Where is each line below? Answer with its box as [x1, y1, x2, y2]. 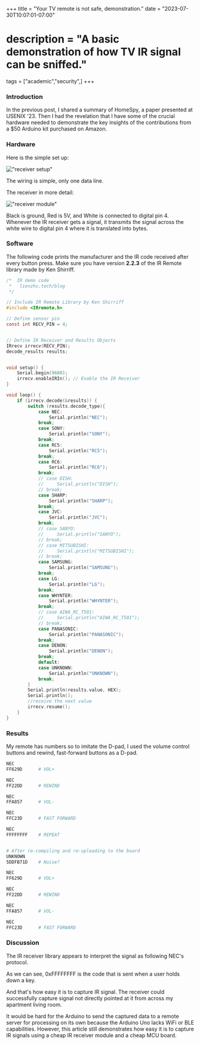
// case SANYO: [38, 526, 76, 532]
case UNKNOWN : [38, 665, 73, 671]
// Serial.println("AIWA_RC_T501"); [38, 615, 140, 621]
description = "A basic [6, 32, 119, 46]
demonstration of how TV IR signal [6, 45, 181, 59]
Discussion [6, 938, 40, 947]
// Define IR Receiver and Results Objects [6, 337, 116, 343]
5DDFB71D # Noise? [6, 859, 60, 865]
